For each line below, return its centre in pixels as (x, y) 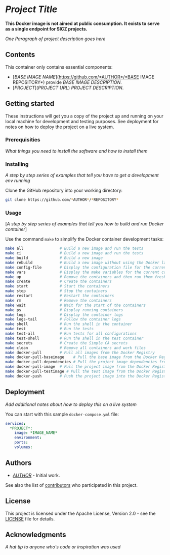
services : (16, 423)
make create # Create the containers (59, 282)
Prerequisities (23, 140)
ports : (21, 443)
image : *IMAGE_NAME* (36, 433)
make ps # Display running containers (64, 310)
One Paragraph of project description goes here (55, 39)
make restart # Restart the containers (60, 296)
